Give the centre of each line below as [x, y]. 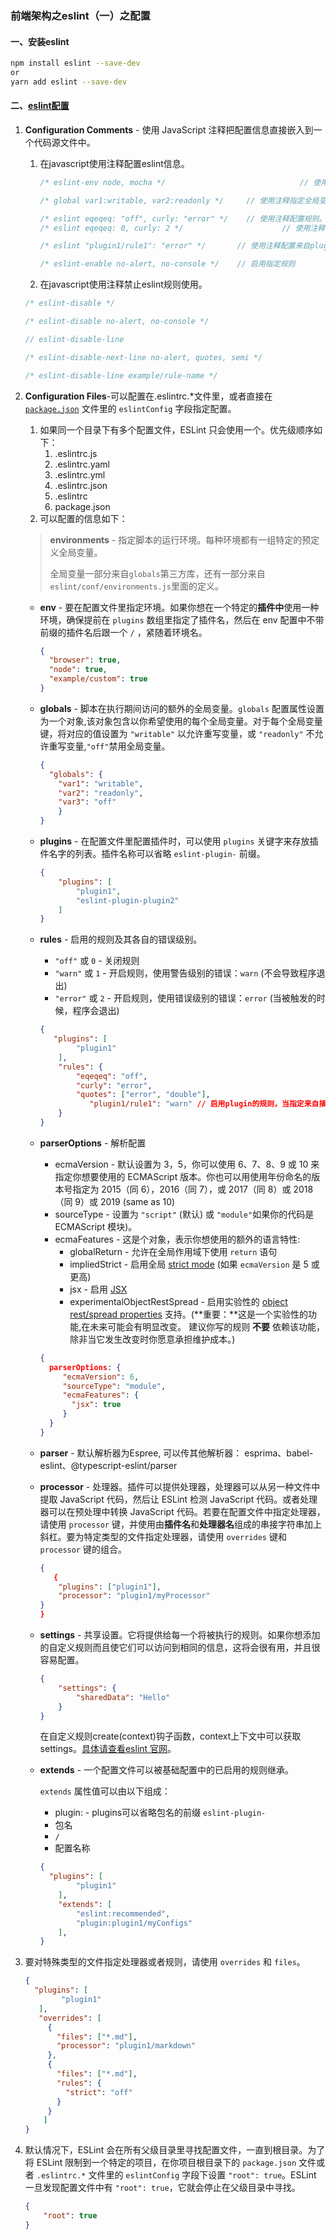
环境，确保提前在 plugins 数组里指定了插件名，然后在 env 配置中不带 [182, 619]
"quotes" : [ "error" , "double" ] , [143, 1095]
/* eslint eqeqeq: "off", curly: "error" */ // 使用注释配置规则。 [183, 218]
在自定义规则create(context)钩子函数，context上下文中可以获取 [170, 1736]
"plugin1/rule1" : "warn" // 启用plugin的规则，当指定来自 [204, 1104]
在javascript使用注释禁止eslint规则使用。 [123, 284]
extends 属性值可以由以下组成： [105, 1791]
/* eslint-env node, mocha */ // [174, 182]
